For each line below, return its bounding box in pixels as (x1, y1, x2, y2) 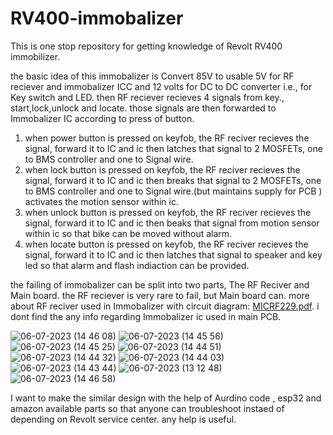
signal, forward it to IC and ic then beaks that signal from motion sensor (24, 217, 320, 229)
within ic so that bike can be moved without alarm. (24, 227, 233, 239)
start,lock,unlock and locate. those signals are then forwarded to (10, 102, 277, 114)
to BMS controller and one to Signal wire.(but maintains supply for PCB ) (24, 185, 323, 197)
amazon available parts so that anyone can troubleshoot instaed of (10, 402, 285, 414)
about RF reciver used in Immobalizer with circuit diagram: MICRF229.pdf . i (10, 300, 320, 312)
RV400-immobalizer (10, 7, 184, 30)
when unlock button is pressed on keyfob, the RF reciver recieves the (24, 206, 312, 218)
